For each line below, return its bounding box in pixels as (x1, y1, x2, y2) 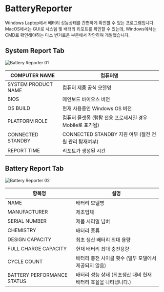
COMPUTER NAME (10, 72, 55, 79)
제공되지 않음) (76, 262, 106, 269)
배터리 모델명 (76, 199, 104, 206)
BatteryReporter (5, 3, 72, 14)
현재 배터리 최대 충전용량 (76, 245, 129, 252)
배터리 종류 (76, 227, 100, 234)
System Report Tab (5, 47, 64, 55)
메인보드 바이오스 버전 (62, 96, 110, 103)
